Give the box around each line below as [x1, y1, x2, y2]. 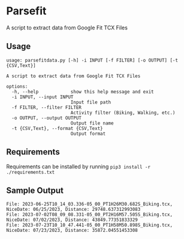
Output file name [70, 120, 114, 126]
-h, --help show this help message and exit [11, 89, 154, 95]
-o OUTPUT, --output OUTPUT [11, 115, 82, 121]
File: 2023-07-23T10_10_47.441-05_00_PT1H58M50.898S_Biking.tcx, [6, 222, 173, 228]
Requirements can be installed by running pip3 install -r [6, 163, 151, 170]
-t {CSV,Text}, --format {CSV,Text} [11, 125, 103, 131]
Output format [70, 131, 106, 137]
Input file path [70, 99, 111, 105]
